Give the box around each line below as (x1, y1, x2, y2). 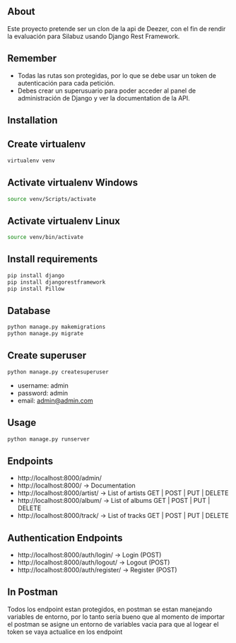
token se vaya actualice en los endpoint (7, 627, 123, 636)
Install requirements (7, 253, 98, 265)
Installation (7, 115, 58, 127)
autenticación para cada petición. (17, 79, 115, 87)
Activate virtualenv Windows (7, 177, 138, 189)
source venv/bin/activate (7, 233, 83, 241)
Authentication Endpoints (7, 532, 123, 544)
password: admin (17, 388, 69, 397)
